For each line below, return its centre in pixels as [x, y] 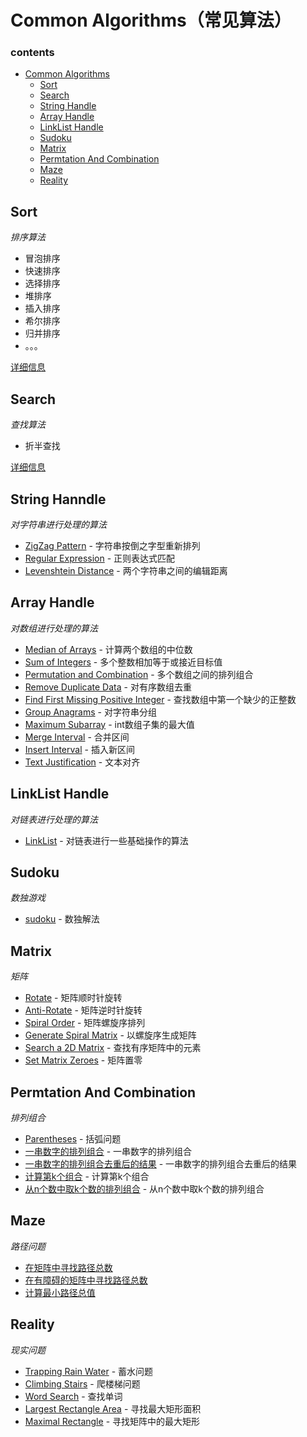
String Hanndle [58, 499]
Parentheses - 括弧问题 [73, 1138]
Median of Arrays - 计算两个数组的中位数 [108, 649]
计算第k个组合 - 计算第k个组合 [87, 1176]
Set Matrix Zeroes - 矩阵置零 [83, 1060]
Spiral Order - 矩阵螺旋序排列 [85, 1023]
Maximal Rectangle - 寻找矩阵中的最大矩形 [112, 1421]
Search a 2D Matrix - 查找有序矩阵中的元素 [113, 1048]
